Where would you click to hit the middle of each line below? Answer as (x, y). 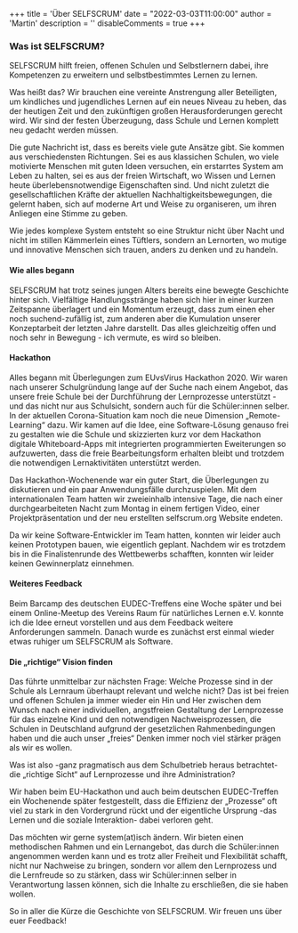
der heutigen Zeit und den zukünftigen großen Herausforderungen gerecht (146, 111)
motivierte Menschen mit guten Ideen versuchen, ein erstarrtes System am (146, 166)
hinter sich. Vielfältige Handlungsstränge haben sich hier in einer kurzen (141, 299)
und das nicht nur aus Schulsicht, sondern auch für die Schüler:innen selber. (149, 406)
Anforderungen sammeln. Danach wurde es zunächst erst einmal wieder (142, 631)
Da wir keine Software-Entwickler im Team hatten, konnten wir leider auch (145, 535)
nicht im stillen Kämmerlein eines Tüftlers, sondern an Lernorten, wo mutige (148, 240)
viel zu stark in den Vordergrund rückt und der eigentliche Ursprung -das (143, 811)
